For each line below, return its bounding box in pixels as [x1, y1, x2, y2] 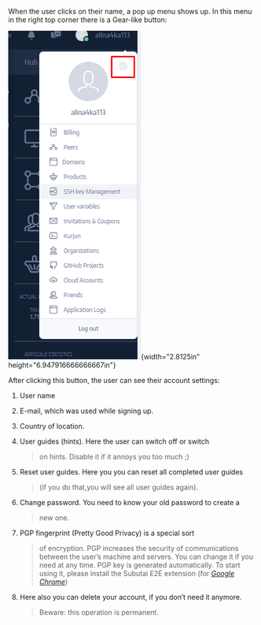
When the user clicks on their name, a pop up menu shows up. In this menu [8, 7, 252, 16]
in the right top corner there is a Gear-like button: [8, 15, 167, 24]
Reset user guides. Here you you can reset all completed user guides [19, 467, 244, 476]
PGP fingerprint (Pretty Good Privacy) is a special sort [19, 528, 195, 538]
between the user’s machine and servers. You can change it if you [39, 552, 254, 561]
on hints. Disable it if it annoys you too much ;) [39, 452, 190, 461]
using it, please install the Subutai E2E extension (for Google [39, 569, 235, 578]
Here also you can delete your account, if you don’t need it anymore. [19, 593, 242, 601]
